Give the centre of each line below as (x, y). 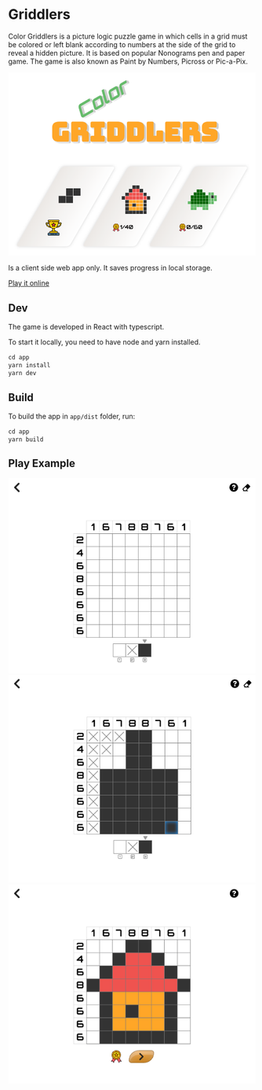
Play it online (29, 283)
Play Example (42, 464)
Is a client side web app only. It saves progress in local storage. (111, 268)
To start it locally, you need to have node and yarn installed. (105, 342)
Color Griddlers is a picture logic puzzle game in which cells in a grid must (128, 36)
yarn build (26, 439)
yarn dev (22, 374)
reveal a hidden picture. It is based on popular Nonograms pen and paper (127, 53)
